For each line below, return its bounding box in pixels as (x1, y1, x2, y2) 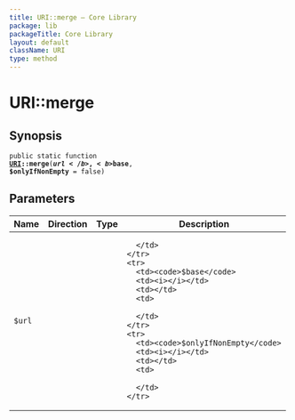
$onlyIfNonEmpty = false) (9, 167, 105, 176)
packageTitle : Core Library (9, 29, 114, 38)
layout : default (9, 37, 69, 47)
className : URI (9, 46, 66, 55)
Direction (47, 217, 88, 230)
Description (179, 217, 229, 230)
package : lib (9, 21, 58, 30)
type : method (9, 54, 58, 63)
